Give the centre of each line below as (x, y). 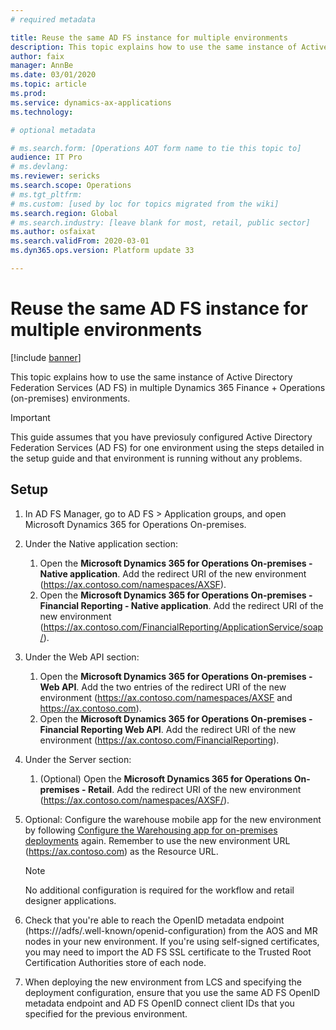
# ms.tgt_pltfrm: (46, 194)
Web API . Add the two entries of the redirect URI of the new (163, 687)
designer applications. (70, 900)
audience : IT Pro (46, 157)
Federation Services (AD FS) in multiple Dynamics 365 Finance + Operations (168, 387)
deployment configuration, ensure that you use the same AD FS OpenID (172, 992)
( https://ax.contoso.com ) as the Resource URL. (121, 851)
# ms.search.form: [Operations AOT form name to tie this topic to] (156, 148)
